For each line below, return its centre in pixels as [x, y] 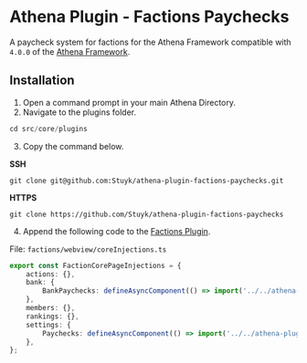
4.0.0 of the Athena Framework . [70, 51]
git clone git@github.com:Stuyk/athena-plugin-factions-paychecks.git [147, 181]
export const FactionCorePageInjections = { [95, 265]
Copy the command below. [73, 146]
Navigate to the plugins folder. [79, 112]
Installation [42, 81]
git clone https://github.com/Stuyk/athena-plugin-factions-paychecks [147, 214]
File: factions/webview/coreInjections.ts [88, 249]
